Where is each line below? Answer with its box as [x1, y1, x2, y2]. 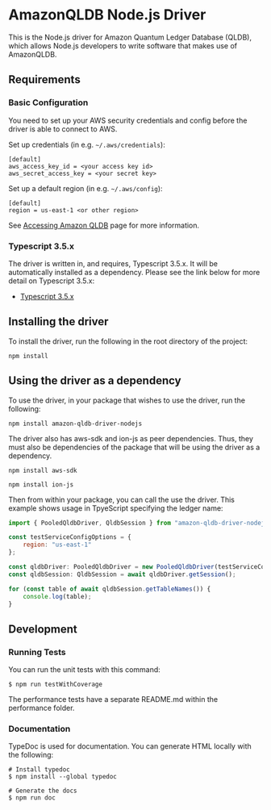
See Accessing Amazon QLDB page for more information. [8, 220, 200, 230]
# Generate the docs [8, 787, 78, 795]
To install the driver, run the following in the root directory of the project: [8, 336, 248, 346]
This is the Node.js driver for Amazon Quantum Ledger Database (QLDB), [8, 32, 252, 42]
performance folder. [8, 704, 75, 713]
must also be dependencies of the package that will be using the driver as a [8, 442, 261, 452]
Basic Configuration [8, 97, 89, 108]
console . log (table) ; [23, 592, 92, 600]
